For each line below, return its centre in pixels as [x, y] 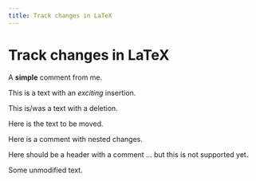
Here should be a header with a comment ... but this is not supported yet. [128, 154]
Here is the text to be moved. [56, 124]
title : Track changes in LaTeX [60, 16]
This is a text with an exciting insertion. [72, 92]
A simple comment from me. [55, 77]
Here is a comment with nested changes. [76, 139]
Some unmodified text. [45, 170]
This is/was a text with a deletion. [63, 108]
